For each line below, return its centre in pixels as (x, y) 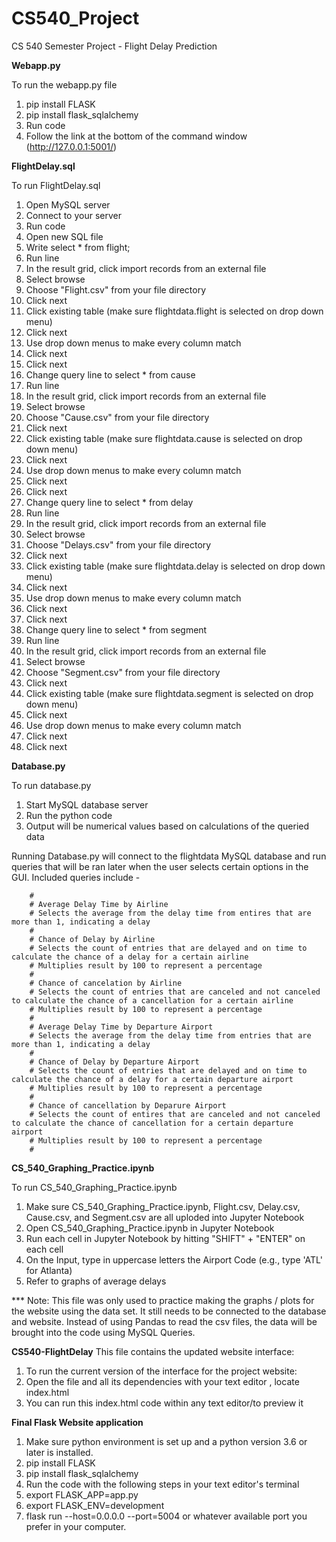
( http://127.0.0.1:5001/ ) (71, 146)
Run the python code (69, 815)
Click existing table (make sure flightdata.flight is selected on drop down (174, 311)
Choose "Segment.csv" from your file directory (123, 672)
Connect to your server (73, 215)
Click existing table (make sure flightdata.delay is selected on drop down (175, 566)
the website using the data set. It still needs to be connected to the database (169, 1311)
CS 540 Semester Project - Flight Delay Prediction (114, 46)
